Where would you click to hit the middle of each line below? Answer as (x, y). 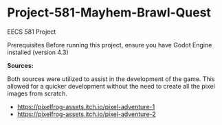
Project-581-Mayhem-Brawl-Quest (109, 13)
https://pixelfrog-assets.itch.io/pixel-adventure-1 (86, 106)
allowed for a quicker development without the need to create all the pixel (111, 86)
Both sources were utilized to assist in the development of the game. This (111, 79)
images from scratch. (37, 93)
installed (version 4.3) (38, 52)
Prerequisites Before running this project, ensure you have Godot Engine (110, 45)
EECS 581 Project (32, 32)
